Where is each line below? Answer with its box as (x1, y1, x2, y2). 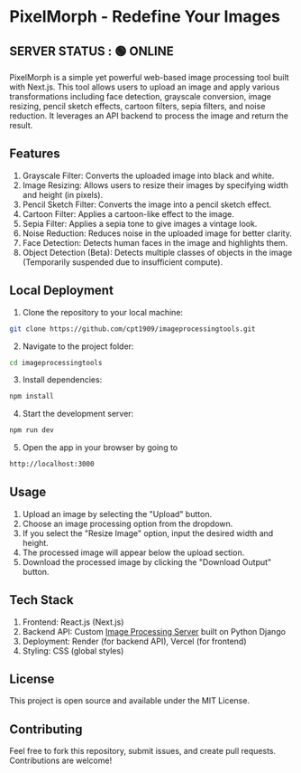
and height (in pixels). (22, 189, 104, 200)
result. (9, 120, 33, 130)
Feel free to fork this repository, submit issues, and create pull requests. (9, 746, 277, 757)
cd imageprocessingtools (9, 358, 103, 367)
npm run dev (9, 426, 54, 435)
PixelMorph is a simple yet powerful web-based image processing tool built (9, 72, 290, 82)
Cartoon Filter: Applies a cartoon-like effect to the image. (22, 208, 234, 219)
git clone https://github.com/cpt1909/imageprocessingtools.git (9, 324, 256, 334)
